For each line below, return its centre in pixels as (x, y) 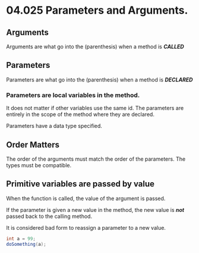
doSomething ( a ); (26, 244)
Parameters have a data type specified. (54, 126)
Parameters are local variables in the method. (73, 95)
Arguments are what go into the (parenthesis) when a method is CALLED (95, 46)
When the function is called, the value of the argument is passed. (86, 198)
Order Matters (33, 144)
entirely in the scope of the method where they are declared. (80, 114)
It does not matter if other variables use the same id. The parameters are (95, 108)
